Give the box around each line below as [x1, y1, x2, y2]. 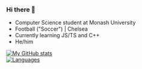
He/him [14, 38, 34, 46]
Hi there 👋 [6, 5, 36, 14]
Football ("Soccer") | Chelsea [14, 25, 88, 32]
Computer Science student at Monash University [14, 19, 136, 26]
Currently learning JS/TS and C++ [14, 32, 100, 39]
